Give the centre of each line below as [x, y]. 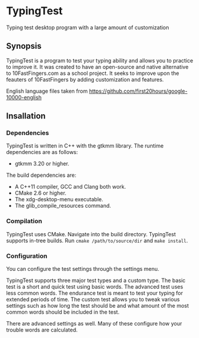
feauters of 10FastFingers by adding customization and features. [85, 79]
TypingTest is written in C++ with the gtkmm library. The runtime [85, 146]
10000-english [24, 97]
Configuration [27, 256]
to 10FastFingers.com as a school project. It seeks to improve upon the [93, 73]
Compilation [24, 221]
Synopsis [24, 46]
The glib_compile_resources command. [63, 206]
